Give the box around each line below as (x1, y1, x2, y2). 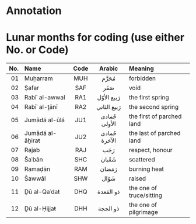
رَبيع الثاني (96, 103, 121, 111)
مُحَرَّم (101, 74, 116, 82)
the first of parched (128, 112, 182, 120)
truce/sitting (128, 191, 162, 199)
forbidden (128, 74, 156, 82)
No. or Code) (6, 43, 69, 57)
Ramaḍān (24, 165, 51, 173)
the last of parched (128, 129, 181, 137)
